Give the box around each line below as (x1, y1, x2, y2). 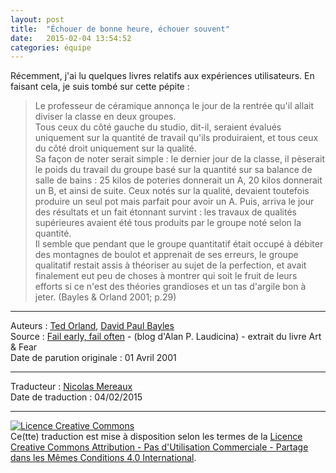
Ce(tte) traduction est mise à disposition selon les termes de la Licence (10, 431, 303, 443)
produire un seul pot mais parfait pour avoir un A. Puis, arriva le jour (34, 196, 315, 208)
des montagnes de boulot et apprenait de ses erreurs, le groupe (34, 249, 299, 261)
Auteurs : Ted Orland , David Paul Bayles (10, 320, 175, 332)
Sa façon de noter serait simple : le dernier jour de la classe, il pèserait (34, 153, 325, 165)
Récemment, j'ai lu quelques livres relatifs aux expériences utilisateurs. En (10, 70, 315, 82)
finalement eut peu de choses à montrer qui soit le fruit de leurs (34, 270, 298, 282)
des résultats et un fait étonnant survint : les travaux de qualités (34, 206, 297, 218)
